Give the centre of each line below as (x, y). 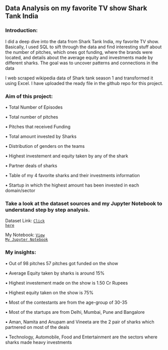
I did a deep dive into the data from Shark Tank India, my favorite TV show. (82, 41)
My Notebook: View (25, 235)
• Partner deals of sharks (31, 165)
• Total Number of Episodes (34, 107)
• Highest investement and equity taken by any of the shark (67, 156)
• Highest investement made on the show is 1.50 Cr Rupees (66, 283)
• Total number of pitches (32, 117)
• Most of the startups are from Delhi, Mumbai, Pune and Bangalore (75, 312)
